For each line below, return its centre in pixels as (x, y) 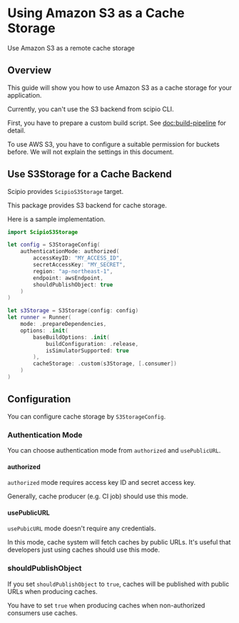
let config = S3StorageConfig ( (54, 245)
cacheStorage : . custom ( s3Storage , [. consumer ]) (105, 364)
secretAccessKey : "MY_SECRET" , (80, 265)
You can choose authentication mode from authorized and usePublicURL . (114, 450)
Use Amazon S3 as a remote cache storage (71, 48)
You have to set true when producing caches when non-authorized (106, 605)
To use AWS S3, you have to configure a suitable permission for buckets (113, 144)
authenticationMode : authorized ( (70, 252)
